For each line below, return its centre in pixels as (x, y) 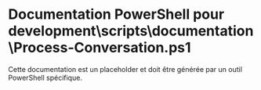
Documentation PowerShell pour (116, 14)
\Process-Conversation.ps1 (100, 48)
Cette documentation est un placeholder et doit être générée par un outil (125, 69)
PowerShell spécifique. (45, 77)
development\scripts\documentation (131, 31)
